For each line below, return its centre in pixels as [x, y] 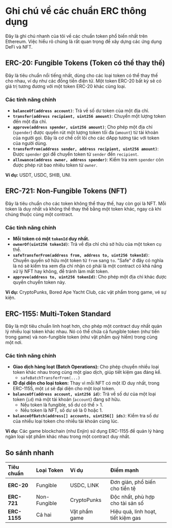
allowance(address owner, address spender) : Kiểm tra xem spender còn [88, 160]
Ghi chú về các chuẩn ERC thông [76, 11]
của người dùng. [30, 143]
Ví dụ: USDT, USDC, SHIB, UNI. [38, 175]
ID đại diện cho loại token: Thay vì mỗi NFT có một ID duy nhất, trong [86, 383]
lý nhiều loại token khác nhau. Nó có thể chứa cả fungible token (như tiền [82, 331]
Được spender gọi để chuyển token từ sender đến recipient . [76, 154]
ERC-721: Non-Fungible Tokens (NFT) [66, 191]
